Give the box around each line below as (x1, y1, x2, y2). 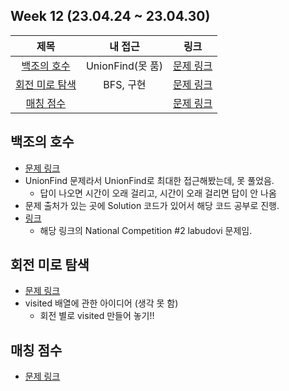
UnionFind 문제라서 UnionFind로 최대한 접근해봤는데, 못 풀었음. (24, 174, 275, 186)
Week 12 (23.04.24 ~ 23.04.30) (10, 8, 211, 25)
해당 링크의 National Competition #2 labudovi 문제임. (39, 224, 253, 236)
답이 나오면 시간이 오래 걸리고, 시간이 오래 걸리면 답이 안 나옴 (39, 187, 277, 199)
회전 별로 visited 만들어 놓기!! (39, 310, 155, 322)
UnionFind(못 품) (85, 59, 164, 73)
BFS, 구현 (103, 77, 147, 91)
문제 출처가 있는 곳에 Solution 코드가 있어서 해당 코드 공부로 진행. (24, 199, 280, 211)
